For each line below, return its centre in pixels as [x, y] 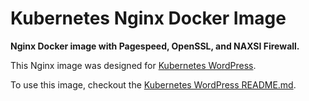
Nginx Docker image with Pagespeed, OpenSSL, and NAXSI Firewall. [155, 46]
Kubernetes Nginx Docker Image [148, 18]
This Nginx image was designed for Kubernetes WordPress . [133, 65]
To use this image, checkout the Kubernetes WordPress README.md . [153, 84]
